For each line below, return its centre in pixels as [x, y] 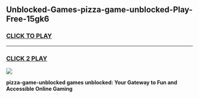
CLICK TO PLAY [29, 36]
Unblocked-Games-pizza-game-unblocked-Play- [99, 10]
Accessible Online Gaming [39, 88]
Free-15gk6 [28, 19]
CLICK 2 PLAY [27, 58]
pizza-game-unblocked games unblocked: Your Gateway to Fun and [92, 82]
